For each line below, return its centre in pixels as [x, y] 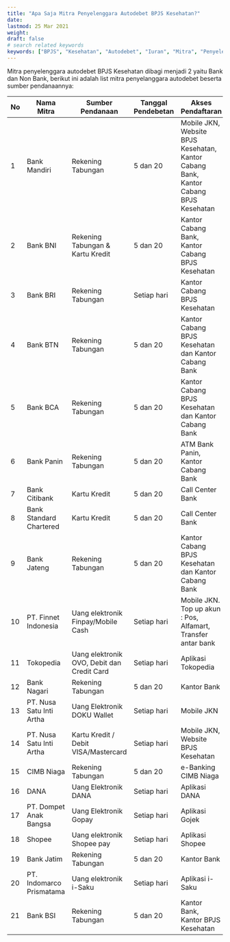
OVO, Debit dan [97, 662]
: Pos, [189, 617]
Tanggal [154, 102]
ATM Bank [197, 444]
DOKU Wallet [93, 715]
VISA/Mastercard [99, 751]
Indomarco [44, 883]
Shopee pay [91, 843]
